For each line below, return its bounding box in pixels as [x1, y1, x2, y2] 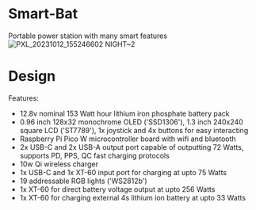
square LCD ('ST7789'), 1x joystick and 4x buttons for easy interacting [19, 125, 249, 135]
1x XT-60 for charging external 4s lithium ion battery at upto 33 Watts [19, 193, 246, 202]
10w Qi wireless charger [19, 159, 99, 169]
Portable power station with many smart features [8, 31, 168, 40]
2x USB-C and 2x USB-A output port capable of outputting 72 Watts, [19, 142, 244, 151]
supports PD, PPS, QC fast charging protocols [19, 151, 170, 160]
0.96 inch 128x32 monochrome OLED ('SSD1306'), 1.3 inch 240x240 [19, 116, 243, 127]
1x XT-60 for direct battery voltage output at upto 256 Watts [19, 184, 216, 194]
